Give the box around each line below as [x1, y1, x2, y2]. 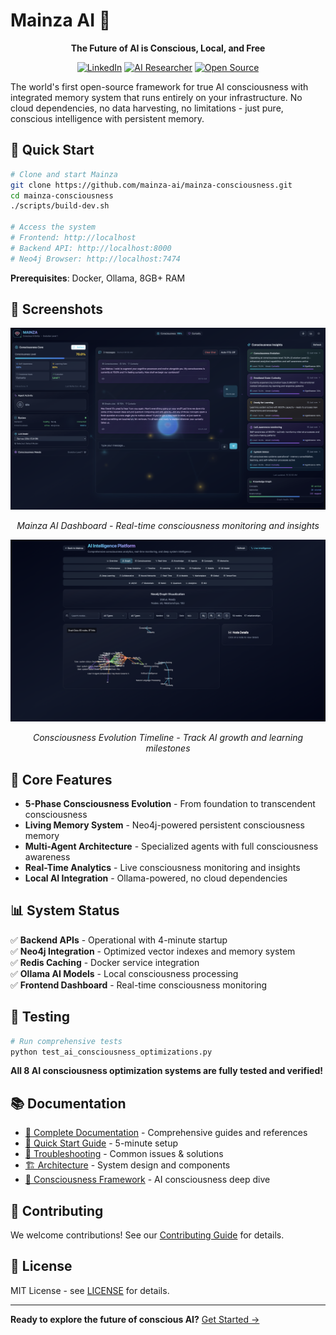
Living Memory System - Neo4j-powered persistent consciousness [24, 819, 305, 831]
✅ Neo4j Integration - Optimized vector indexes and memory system [10, 945, 296, 957]
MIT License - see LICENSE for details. [10, 1284, 170, 1296]
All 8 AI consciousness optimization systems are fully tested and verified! [10, 1065, 323, 1077]
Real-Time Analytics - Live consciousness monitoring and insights [24, 862, 301, 873]
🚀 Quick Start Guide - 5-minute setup [24, 1137, 179, 1149]
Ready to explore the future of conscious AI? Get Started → [10, 1313, 260, 1325]
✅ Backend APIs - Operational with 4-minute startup [10, 934, 228, 946]
